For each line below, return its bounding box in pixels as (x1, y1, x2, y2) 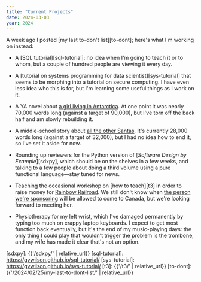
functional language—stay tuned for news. (14, 171, 120, 178)
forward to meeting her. (14, 201, 74, 208)
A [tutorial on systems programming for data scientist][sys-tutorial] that (14, 72, 191, 80)
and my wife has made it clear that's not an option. (14, 238, 140, 245)
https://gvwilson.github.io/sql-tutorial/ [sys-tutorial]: (6, 256, 135, 263)
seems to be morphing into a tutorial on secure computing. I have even (14, 78, 190, 86)
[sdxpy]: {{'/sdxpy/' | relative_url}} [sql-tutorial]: (6, 250, 124, 257)
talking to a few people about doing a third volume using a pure (14, 164, 171, 171)
